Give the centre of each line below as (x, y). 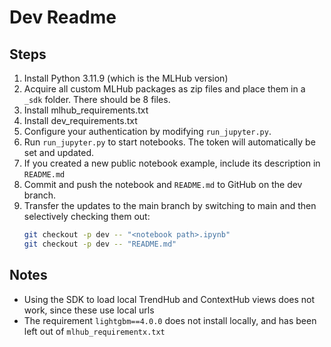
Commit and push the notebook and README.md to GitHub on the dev (163, 184)
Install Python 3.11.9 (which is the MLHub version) (126, 78)
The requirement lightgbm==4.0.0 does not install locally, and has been (170, 320)
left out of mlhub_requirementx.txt (94, 331)
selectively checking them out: (87, 216)
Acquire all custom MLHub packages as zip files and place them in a (164, 89)
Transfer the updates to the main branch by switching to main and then (170, 205)
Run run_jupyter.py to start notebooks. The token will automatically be (169, 142)
